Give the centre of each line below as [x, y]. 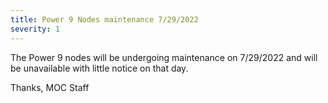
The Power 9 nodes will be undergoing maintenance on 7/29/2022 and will [164, 57]
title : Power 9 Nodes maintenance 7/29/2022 [104, 19]
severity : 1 [35, 29]
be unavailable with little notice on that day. [99, 68]
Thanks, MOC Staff [50, 87]
